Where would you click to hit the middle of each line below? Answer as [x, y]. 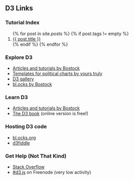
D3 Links [19, 8]
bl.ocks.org [24, 137]
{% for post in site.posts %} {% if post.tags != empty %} [71, 33]
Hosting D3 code [26, 127]
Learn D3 [17, 97]
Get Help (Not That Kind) [36, 156]
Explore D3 [19, 57]
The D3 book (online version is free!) [50, 114]
